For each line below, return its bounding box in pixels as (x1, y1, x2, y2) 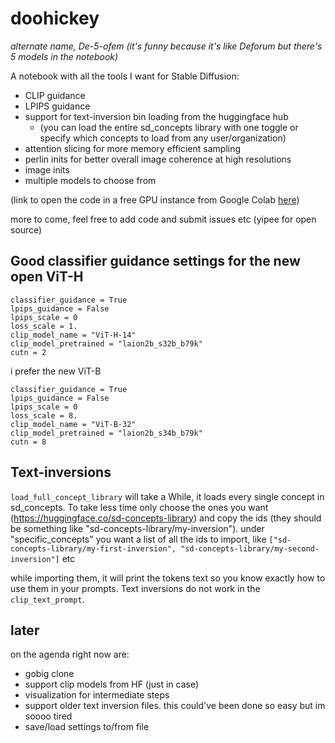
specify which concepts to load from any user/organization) (39, 132, 287, 144)
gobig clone (24, 668, 75, 680)
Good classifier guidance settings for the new (10, 253, 301, 270)
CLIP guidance (24, 89, 86, 101)
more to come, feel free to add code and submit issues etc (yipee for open (10, 213, 317, 225)
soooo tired (24, 710, 73, 722)
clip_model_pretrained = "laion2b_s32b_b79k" (10, 338, 203, 349)
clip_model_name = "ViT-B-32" (10, 419, 137, 429)
